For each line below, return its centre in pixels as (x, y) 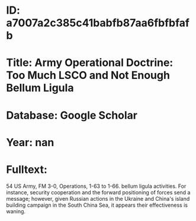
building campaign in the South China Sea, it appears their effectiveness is (97, 205)
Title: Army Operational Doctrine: (90, 63)
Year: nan (30, 142)
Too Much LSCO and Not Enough (88, 75)
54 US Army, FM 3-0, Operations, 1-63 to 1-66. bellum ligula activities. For (96, 186)
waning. (16, 211)
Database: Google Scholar (72, 115)
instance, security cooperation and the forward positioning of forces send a (98, 192)
